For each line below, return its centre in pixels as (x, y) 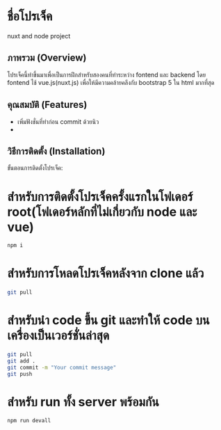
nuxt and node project (39, 35)
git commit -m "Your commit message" (62, 367)
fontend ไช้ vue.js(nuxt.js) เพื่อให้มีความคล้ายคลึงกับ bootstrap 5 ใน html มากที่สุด (111, 82)
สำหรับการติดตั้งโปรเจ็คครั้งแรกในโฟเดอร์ (100, 197)
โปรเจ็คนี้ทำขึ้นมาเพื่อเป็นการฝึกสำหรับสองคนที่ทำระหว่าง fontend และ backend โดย (107, 74)
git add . (22, 361)
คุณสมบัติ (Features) (47, 105)
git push (20, 374)
